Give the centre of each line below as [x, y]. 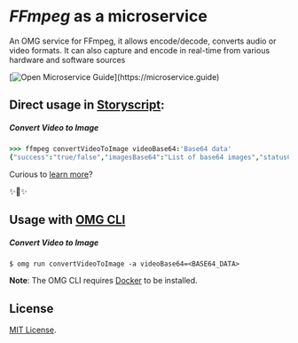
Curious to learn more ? [51, 174]
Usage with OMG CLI [67, 220]
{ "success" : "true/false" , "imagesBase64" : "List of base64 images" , [134, 157]
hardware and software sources [67, 60]
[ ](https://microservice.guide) [114, 76]
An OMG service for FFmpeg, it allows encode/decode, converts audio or [143, 41]
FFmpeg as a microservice [109, 16]
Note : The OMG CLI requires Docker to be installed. [103, 281]
